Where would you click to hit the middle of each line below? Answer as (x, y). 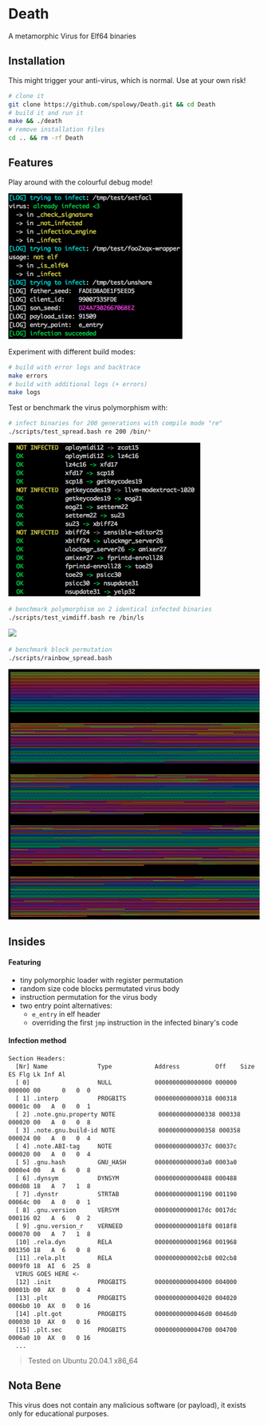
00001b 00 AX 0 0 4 (49, 1290)
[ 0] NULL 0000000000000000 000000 (126, 1082)
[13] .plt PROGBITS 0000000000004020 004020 (126, 1298)
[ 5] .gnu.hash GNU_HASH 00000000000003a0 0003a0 (126, 1162)
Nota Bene (35, 1386)
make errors (28, 376)
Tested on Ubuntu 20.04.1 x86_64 (83, 1361)
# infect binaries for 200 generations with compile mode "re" (116, 424)
